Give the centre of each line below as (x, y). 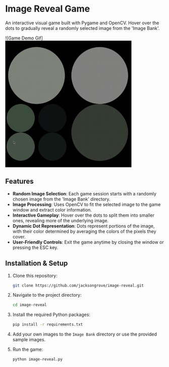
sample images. (29, 340)
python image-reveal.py (38, 359)
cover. (19, 236)
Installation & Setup (37, 263)
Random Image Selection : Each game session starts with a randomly (84, 193)
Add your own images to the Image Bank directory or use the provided (85, 334)
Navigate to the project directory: (47, 295)
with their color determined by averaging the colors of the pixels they (84, 231)
